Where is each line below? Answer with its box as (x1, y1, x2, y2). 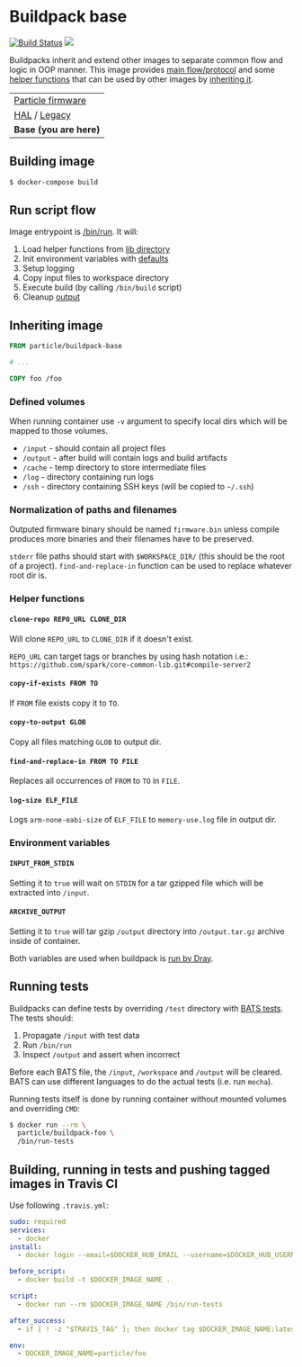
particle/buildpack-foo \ (17, 1129, 115, 1138)
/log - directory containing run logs (22, 472, 155, 482)
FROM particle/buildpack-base (9, 342, 123, 351)
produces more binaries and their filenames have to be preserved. (9, 534, 254, 544)
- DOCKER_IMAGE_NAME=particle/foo (17, 1349, 147, 1358)
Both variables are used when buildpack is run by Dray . (9, 952, 214, 964)
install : (9, 1242, 42, 1252)
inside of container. (9, 935, 81, 946)
